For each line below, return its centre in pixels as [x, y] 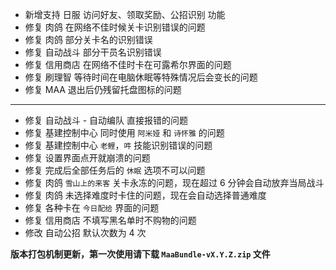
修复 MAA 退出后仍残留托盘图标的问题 [103, 89]
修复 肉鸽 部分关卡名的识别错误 [88, 39]
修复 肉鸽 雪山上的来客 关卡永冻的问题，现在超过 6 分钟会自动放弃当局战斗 [174, 182]
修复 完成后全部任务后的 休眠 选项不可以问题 [115, 170]
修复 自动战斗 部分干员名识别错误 [93, 52]
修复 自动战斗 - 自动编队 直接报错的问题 [106, 120]
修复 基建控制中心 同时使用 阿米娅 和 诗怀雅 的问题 [124, 132]
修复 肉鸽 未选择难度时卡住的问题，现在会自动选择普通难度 [145, 195]
